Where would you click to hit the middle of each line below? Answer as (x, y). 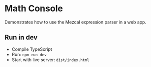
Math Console (34, 9)
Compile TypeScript (32, 49)
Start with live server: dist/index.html (50, 60)
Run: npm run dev (29, 54)
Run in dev (21, 37)
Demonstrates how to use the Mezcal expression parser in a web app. (75, 22)
